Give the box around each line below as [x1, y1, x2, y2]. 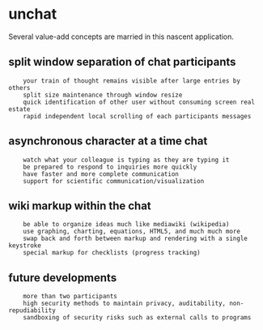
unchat [8, 5, 57, 24]
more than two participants [23, 293, 117, 301]
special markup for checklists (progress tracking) [23, 249, 201, 257]
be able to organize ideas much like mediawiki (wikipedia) [23, 221, 230, 229]
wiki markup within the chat [8, 199, 151, 212]
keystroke [8, 242, 42, 250]
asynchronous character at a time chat [8, 135, 208, 148]
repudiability [8, 306, 57, 315]
